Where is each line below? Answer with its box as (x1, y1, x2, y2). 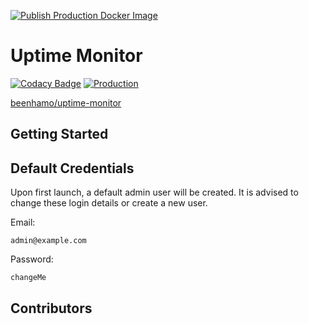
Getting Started (10, 126, 109, 143)
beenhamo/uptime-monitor (10, 96, 122, 109)
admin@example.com (10, 236, 87, 246)
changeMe (10, 273, 47, 283)
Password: (10, 253, 54, 265)
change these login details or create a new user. (10, 197, 208, 209)
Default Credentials (10, 160, 135, 177)
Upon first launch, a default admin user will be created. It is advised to (10, 186, 299, 199)
